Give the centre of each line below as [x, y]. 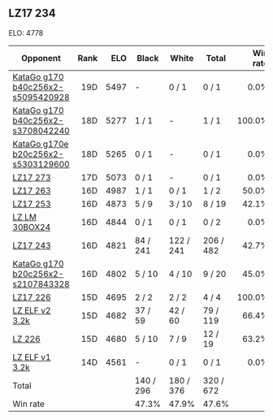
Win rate [28, 404]
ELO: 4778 [26, 32]
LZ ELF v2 [32, 310]
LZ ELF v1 [32, 357]
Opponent [41, 58]
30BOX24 [32, 227]
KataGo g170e [41, 144]
